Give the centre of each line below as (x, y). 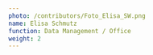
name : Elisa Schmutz (43, 23)
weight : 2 (25, 38)
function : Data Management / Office (70, 31)
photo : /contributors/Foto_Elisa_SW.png (77, 16)
